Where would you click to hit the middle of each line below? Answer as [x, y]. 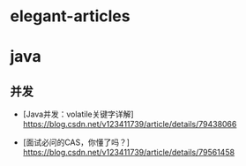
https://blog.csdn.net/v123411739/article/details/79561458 [129, 153]
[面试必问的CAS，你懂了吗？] [76, 142]
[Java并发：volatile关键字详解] [78, 114]
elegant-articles [70, 16]
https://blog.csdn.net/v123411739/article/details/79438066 [130, 124]
